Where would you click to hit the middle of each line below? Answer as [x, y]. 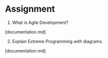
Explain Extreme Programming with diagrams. [57, 41]
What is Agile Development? [40, 22]
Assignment [30, 9]
